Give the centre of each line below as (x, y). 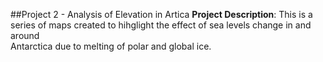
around (25, 35)
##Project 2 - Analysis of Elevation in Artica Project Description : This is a (161, 14)
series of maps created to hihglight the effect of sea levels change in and (161, 25)
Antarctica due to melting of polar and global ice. (111, 46)
